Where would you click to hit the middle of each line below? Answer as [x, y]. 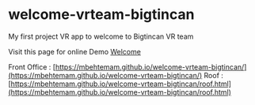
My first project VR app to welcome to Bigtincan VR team [101, 36]
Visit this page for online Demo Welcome [74, 51]
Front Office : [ [32, 67]
